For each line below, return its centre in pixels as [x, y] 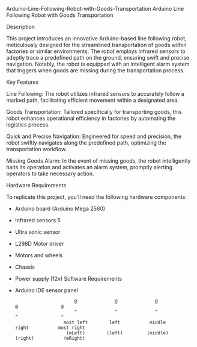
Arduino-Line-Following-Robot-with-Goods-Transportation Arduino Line [95, 9]
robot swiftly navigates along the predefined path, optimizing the [86, 143]
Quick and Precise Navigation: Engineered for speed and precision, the [94, 136]
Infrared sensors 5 [38, 220]
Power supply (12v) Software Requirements [68, 279]
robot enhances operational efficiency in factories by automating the [91, 118]
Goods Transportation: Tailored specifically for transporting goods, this [94, 112]
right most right [50, 328]
